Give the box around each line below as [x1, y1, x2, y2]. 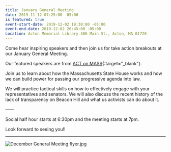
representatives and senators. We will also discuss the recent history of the [5, 91, 163, 97]
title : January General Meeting [5, 7, 74, 13]
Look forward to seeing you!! [5, 126, 66, 132]
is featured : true [5, 17, 44, 22]
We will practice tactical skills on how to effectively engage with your [5, 86, 150, 92]
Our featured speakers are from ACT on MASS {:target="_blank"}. [5, 61, 142, 66]
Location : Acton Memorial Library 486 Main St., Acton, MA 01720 [5, 31, 147, 36]
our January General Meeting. [5, 50, 68, 57]
